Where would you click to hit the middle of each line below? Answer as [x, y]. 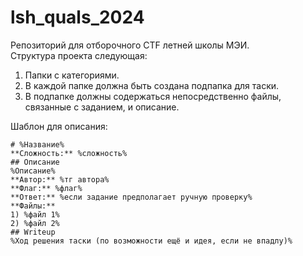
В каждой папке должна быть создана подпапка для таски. [152, 85]
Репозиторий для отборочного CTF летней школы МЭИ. [130, 45]
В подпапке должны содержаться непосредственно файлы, [153, 96]
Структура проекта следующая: [79, 55]
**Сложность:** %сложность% [69, 153]
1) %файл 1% [35, 214]
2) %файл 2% [35, 223]
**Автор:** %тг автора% [60, 179]
